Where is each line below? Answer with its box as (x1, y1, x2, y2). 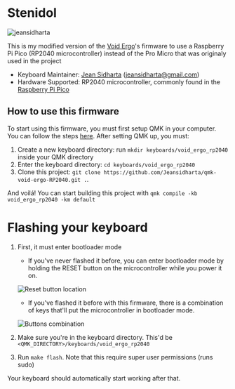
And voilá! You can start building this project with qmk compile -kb (7, 188, 198, 197)
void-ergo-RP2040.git (17, 176, 81, 183)
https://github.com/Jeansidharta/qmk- (103, 169, 217, 176)
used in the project (7, 56, 62, 65)
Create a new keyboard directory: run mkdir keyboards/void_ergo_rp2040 (17, 145, 229, 154)
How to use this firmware (7, 105, 119, 117)
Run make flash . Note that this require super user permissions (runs (17, 352, 213, 361)
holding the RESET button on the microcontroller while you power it (27, 263, 222, 272)
